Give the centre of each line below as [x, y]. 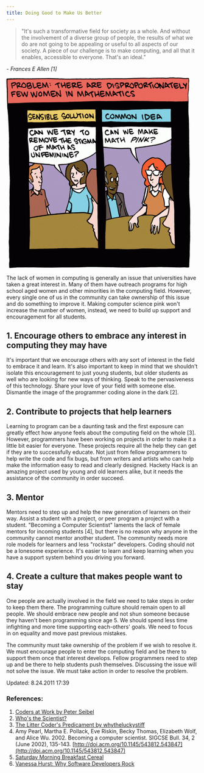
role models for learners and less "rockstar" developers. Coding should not [100, 545]
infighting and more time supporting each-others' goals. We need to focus [100, 627]
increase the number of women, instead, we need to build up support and [99, 310]
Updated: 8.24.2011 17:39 [38, 683]
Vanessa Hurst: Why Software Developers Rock [75, 764]
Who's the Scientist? [41, 718]
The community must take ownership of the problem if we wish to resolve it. [102, 645]
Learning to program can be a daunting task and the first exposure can [95, 426]
